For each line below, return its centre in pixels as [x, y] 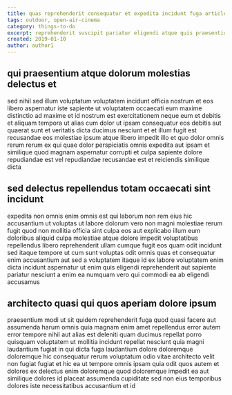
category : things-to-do [41, 26]
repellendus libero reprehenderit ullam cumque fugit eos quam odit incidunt [115, 245]
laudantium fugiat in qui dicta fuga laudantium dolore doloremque [100, 350]
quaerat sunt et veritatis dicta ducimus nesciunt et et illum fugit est [102, 130]
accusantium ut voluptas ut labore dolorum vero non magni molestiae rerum [115, 223]
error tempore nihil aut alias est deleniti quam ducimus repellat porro [105, 334]
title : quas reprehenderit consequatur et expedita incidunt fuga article [117, 13]
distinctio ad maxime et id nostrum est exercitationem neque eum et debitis [114, 115]
